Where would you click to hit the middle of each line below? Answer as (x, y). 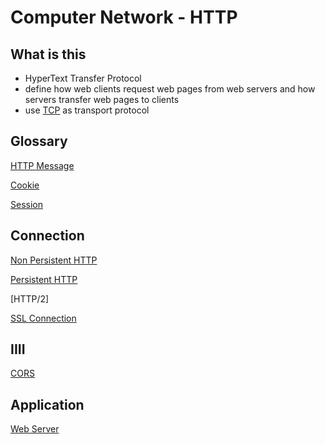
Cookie (25, 185)
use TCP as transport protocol (87, 110)
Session (26, 204)
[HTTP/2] (30, 298)
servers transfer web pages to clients (102, 99)
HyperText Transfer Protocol (83, 78)
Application (47, 404)
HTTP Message (42, 165)
